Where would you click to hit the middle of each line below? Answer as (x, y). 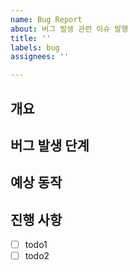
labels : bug (35, 47)
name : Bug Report (46, 19)
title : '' (31, 38)
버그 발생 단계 (50, 145)
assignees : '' (40, 57)
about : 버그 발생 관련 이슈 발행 (69, 29)
